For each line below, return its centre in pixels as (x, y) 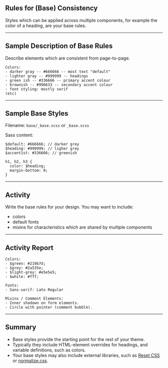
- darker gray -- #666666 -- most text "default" (58, 71)
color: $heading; (28, 166)
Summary (21, 327)
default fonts (25, 222)
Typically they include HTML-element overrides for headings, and (80, 344)
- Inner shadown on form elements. (42, 303)
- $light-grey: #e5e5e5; (31, 272)
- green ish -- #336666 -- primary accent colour (58, 80)
